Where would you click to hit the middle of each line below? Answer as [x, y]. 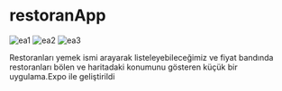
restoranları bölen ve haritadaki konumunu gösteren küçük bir [123, 67]
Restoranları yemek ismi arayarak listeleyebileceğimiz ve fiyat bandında [141, 57]
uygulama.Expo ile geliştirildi [62, 76]
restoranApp [58, 16]
